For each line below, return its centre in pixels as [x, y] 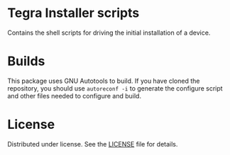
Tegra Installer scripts [73, 13]
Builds [26, 61]
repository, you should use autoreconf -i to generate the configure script [115, 88]
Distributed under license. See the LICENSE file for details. [93, 144]
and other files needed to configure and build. [75, 96]
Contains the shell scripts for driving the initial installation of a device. [109, 33]
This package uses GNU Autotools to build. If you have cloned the [104, 81]
